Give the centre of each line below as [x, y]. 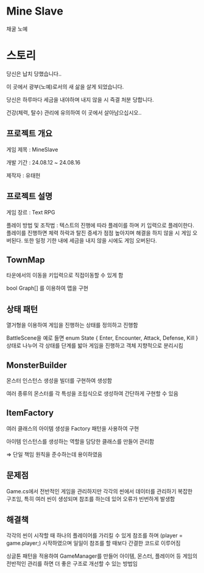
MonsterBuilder [37, 365]
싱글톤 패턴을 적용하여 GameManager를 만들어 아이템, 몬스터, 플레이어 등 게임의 [102, 556]
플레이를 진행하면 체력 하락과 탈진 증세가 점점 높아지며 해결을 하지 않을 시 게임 [99, 233]
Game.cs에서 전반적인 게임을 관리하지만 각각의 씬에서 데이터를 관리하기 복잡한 [100, 491]
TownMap [26, 260]
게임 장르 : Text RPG [31, 212]
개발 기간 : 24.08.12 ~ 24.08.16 [44, 162]
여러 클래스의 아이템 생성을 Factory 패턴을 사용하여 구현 [73, 428]
